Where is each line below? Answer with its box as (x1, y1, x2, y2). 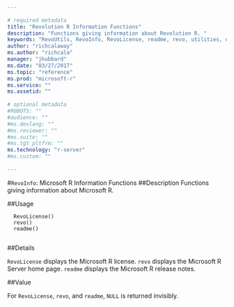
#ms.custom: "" (7, 153, 52, 160)
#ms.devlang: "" (7, 120, 54, 128)
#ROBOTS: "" (7, 107, 42, 114)
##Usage (7, 200, 34, 208)
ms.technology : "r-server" (7, 147, 86, 153)
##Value (7, 278, 31, 286)
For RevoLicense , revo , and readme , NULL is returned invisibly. (7, 291, 179, 300)
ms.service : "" (7, 82, 52, 89)
